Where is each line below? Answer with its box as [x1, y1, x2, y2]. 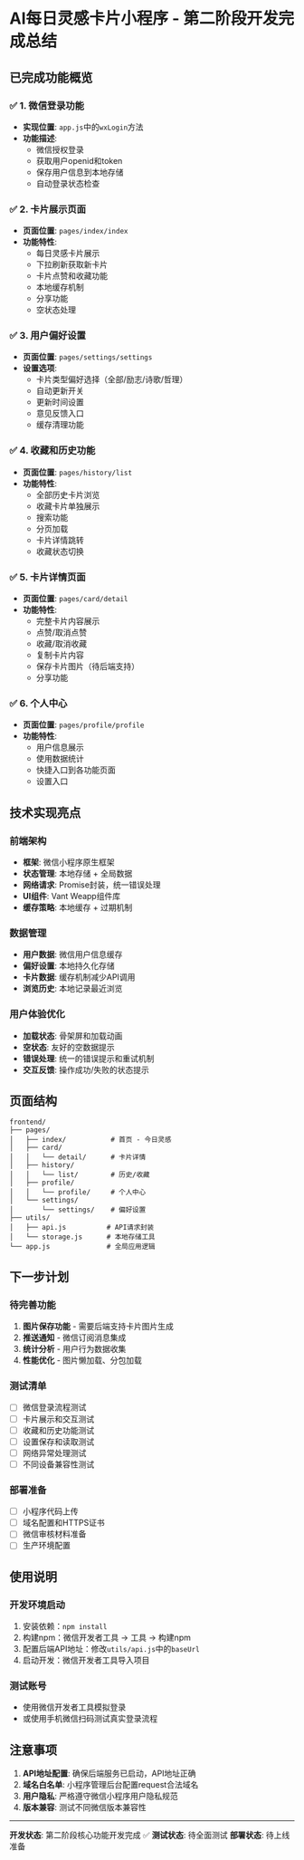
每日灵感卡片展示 [35, 248, 100, 259]
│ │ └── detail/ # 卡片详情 [9, 1153, 147, 1162]
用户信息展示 [35, 742, 84, 753]
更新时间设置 [35, 397, 84, 407]
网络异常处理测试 [22, 1447, 87, 1458]
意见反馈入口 [35, 408, 84, 419]
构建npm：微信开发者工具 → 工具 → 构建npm [22, 1632, 192, 1644]
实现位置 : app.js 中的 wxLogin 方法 [22, 121, 144, 132]
